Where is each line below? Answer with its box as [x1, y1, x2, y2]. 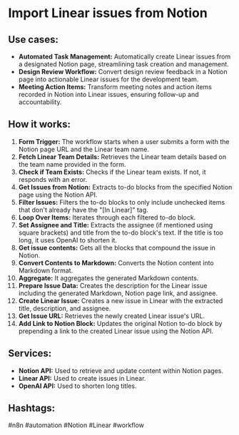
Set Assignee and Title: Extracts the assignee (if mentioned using [18, 220, 213, 229]
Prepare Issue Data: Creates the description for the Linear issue [18, 281, 208, 290]
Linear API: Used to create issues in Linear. [18, 374, 146, 382]
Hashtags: [8, 402, 56, 414]
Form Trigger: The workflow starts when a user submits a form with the [18, 137, 230, 145]
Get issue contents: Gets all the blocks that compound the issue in [18, 243, 216, 252]
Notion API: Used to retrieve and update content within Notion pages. [18, 366, 224, 375]
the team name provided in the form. [18, 160, 126, 168]
